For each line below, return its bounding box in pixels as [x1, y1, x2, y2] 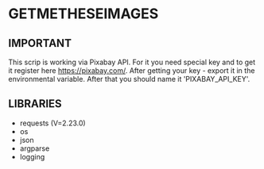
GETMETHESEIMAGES [8, 5, 159, 23]
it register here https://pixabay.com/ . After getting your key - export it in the [8, 66, 255, 75]
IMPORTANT [8, 36, 72, 50]
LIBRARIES [8, 97, 62, 111]
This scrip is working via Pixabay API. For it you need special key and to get [8, 57, 256, 67]
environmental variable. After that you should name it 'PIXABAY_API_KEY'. [8, 75, 250, 83]
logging [19, 152, 45, 161]
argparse [19, 144, 50, 153]
